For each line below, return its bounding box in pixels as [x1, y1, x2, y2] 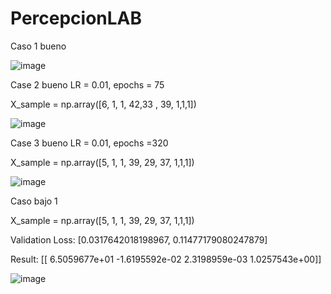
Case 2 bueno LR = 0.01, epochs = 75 [10, 78, 165, 91]
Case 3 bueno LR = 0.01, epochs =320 [10, 137, 169, 149]
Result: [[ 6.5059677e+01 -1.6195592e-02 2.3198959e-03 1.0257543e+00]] [10, 253, 322, 265]
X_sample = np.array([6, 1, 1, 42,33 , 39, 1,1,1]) [10, 98, 197, 110]
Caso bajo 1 [10, 195, 58, 207]
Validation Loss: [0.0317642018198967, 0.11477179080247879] [10, 233, 268, 246]
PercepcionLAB [10, 7, 143, 30]
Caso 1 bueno [10, 40, 67, 52]
